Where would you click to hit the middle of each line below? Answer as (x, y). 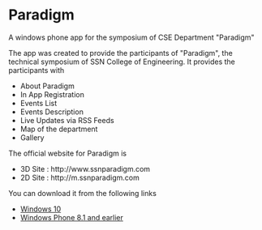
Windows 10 (41, 209)
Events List (39, 103)
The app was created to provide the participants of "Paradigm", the (120, 53)
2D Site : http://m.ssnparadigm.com (79, 177)
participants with (37, 70)
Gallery (32, 137)
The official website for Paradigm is (68, 153)
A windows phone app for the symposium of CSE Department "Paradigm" (131, 37)
